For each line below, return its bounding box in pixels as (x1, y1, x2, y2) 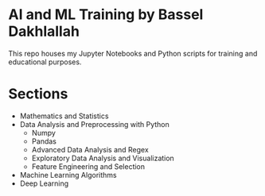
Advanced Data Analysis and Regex (31, 144, 149, 154)
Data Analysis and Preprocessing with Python (19, 119, 170, 129)
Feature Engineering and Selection (31, 161, 146, 171)
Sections (8, 85, 68, 103)
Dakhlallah (8, 22, 80, 40)
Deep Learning (19, 179, 69, 188)
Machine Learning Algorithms (19, 170, 117, 179)
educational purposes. (8, 57, 82, 67)
